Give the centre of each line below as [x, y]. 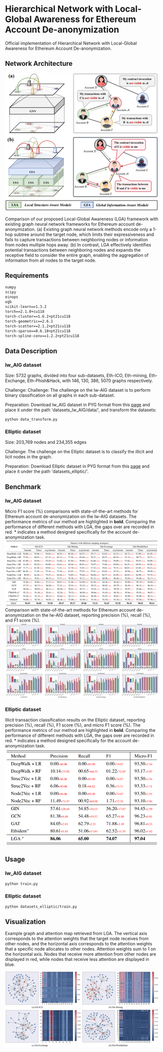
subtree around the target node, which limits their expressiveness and [84, 234]
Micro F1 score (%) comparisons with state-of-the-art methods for [72, 511]
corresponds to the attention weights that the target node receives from [77, 938]
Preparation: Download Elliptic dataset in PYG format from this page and [77, 466]
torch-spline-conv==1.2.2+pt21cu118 [42, 336]
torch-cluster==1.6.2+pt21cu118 [38, 317]
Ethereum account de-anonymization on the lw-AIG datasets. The [71, 516]
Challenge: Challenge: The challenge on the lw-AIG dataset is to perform [78, 390]
